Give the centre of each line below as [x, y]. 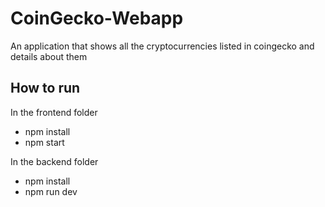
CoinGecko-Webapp [97, 18]
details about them [49, 56]
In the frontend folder [54, 112]
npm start [44, 142]
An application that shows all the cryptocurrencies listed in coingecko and [162, 46]
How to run [45, 88]
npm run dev [51, 191]
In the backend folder [54, 161]
